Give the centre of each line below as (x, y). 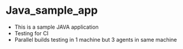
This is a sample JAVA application (57, 27)
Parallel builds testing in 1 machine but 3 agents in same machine (95, 39)
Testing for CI (32, 33)
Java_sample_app (52, 10)
